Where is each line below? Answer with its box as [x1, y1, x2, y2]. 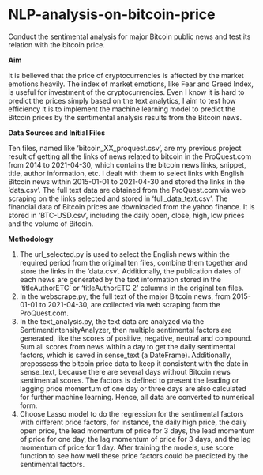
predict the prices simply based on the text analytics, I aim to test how [8, 96, 237, 105]
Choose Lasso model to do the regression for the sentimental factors [19, 409, 244, 418]
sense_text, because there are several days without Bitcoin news [19, 367, 231, 376]
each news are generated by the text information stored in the [19, 274, 221, 284]
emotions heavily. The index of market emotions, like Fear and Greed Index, [8, 79, 254, 89]
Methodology [8, 234, 54, 243]
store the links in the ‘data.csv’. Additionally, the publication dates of [19, 266, 241, 276]
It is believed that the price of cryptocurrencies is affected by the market [8, 70, 244, 80]
